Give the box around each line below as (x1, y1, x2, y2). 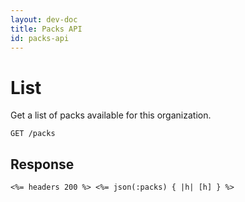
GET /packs (10, 129, 56, 139)
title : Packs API (10, 24, 83, 34)
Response (10, 156, 75, 173)
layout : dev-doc (10, 14, 78, 25)
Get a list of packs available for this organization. (10, 109, 212, 121)
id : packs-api (10, 33, 70, 43)
